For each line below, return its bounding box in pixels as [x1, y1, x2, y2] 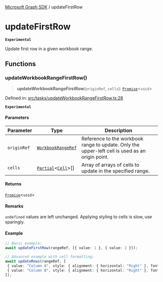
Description [104, 127, 132, 133]
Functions [5, 60, 36, 68]
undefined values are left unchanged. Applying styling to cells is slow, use [5, 214, 152, 220]
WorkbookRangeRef [36, 145, 77, 150]
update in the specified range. [81, 168, 150, 174]
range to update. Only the [81, 141, 140, 148]
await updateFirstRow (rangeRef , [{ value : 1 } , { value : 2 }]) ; [5, 245, 138, 250]
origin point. [81, 153, 109, 160]
